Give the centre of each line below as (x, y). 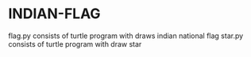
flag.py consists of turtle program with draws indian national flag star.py (126, 36)
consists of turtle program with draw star (75, 44)
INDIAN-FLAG (54, 14)
